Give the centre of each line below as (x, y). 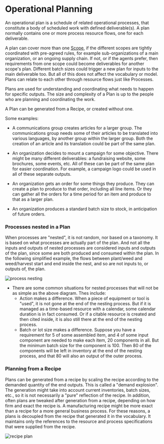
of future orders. (29, 214)
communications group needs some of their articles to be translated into (85, 133)
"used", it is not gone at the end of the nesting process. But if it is (85, 304)
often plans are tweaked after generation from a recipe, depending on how (80, 400)
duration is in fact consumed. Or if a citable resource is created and (87, 314)
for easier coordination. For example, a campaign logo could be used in (84, 169)
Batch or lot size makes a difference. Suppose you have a (77, 330)
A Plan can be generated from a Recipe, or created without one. (69, 109)
